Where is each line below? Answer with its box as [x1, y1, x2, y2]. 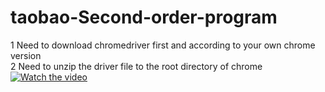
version [10, 49, 42, 61]
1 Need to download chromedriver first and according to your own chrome [10, 39, 316, 51]
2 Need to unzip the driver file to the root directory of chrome [10, 60, 263, 72]
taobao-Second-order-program [10, 6, 278, 29]
